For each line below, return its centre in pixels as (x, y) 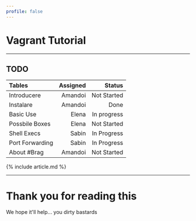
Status (114, 85)
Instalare (21, 105)
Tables (18, 85)
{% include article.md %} (36, 167)
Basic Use (23, 115)
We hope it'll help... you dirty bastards (52, 212)
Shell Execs (25, 133)
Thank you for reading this (71, 196)
